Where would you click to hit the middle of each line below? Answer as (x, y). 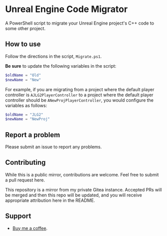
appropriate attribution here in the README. (50, 200)
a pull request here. (25, 180)
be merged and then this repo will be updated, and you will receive (74, 195)
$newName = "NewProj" (28, 119)
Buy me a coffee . (30, 228)
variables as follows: (26, 105)
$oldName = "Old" (23, 75)
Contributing (25, 163)
